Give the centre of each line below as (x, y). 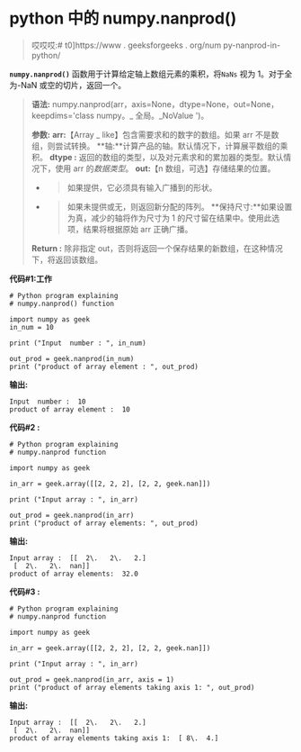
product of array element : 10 (70, 409)
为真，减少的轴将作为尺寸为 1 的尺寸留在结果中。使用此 (169, 218)
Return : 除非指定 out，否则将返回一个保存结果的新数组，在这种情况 (157, 248)
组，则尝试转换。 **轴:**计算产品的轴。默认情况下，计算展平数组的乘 (159, 146)
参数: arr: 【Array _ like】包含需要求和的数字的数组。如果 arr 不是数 (155, 134)
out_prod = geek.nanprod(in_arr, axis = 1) (92, 680)
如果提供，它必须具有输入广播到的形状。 (142, 187)
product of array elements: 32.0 (74, 574)
